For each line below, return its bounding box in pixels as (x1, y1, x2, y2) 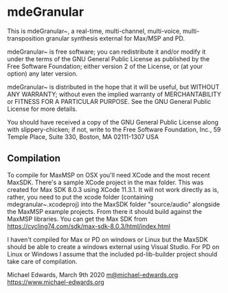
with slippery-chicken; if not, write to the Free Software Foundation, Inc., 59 (7, 125, 221, 133)
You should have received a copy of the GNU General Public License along (7, 118, 218, 126)
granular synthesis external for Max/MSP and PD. (45, 34, 185, 42)
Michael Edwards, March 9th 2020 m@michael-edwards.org (7, 270, 179, 279)
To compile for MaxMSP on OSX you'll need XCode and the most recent (7, 171, 211, 179)
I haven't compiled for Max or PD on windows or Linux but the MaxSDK (7, 235, 208, 243)
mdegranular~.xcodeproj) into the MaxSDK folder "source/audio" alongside (7, 200, 220, 208)
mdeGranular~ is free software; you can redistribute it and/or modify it (7, 47, 206, 56)
